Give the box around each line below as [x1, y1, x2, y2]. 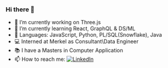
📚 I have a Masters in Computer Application [14, 47, 124, 54]
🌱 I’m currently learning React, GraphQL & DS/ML [14, 25, 136, 32]
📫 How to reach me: [14, 56, 66, 63]
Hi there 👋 [5, 5, 35, 14]
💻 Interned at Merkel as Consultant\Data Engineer [14, 38, 139, 45]
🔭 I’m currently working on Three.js [14, 19, 101, 26]
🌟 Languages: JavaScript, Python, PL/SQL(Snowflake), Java [14, 31, 163, 38]
